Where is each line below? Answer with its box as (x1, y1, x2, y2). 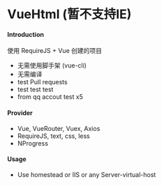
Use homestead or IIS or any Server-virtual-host (17, 170, 156, 178)
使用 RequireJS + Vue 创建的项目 (7, 47, 103, 55)
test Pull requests (17, 78, 68, 86)
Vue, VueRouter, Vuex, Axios (17, 124, 101, 132)
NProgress (17, 139, 49, 147)
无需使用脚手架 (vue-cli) (17, 61, 87, 70)
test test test (17, 85, 54, 94)
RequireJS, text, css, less (17, 132, 90, 140)
